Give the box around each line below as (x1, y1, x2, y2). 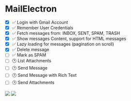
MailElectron (5, 3, 57, 14)
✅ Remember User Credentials (12, 25, 73, 30)
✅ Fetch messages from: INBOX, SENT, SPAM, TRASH (12, 30, 120, 36)
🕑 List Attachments (12, 58, 52, 64)
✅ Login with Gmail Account (12, 19, 69, 25)
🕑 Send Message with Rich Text (12, 72, 77, 78)
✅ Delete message (12, 47, 49, 53)
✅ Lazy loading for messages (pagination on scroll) (12, 41, 115, 47)
